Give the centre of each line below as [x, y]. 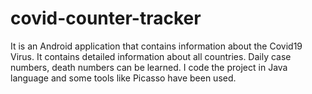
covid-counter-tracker [106, 18]
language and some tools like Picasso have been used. [123, 78]
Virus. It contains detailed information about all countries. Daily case [151, 56]
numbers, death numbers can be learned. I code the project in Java [149, 67]
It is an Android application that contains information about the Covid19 [156, 46]
